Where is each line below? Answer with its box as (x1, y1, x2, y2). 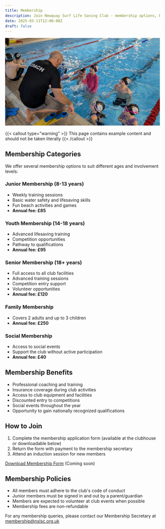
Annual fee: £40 (12, 354, 47, 360)
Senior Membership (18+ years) (5, 259, 82, 266)
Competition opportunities (12, 236, 65, 242)
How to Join (5, 422, 43, 430)
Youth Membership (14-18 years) (5, 220, 85, 227)
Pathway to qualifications (12, 242, 64, 248)
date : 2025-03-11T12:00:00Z (5, 18, 63, 23)
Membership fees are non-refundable (12, 503, 88, 509)
